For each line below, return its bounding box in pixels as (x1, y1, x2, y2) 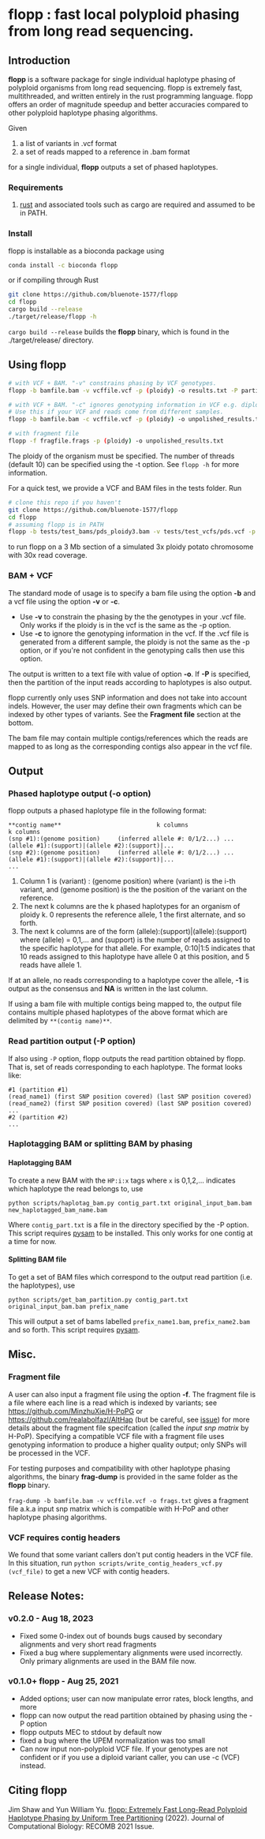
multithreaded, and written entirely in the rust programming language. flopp (8, 92, 254, 100)
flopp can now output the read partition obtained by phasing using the (19, 1710, 248, 1720)
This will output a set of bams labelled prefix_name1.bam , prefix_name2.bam (8, 1316, 251, 1326)
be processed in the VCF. (8, 1448, 91, 1457)
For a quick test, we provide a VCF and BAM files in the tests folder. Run (8, 483, 242, 492)
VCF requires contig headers (8, 1532, 121, 1543)
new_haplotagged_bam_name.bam (8, 1205, 108, 1214)
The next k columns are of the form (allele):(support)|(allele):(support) (19, 927, 248, 936)
